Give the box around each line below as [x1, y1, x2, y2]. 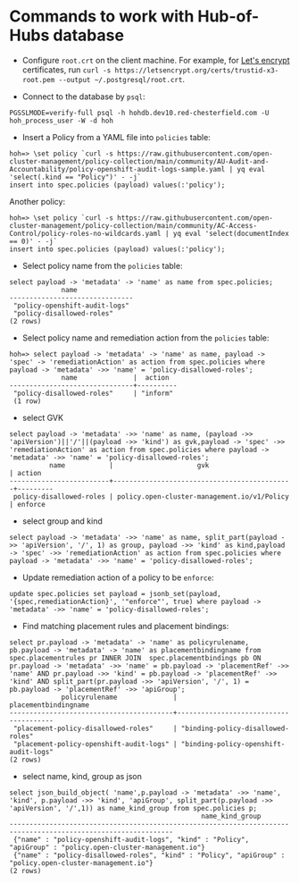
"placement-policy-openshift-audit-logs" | [12, 739, 178, 748]
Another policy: [9, 196, 65, 206]
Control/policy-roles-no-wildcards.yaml [9, 229, 162, 238]
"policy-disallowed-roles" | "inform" [12, 389, 174, 398]
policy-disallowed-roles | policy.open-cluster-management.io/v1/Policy [12, 492, 290, 501]
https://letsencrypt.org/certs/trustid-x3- [114, 65, 279, 75]
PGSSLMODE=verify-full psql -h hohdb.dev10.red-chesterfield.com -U [9, 108, 270, 117]
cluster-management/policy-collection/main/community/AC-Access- [9, 221, 257, 230]
